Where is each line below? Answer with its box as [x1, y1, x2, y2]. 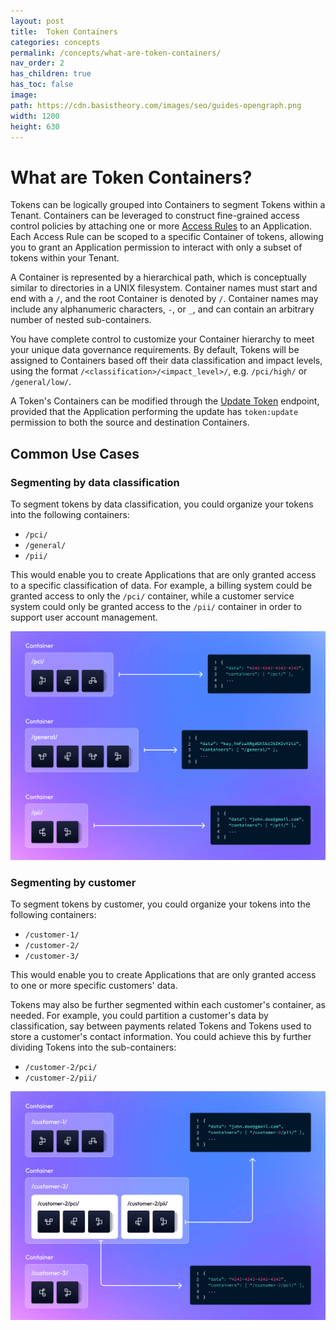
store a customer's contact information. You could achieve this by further [10, 1030, 312, 1042]
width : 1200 [10, 111, 60, 121]
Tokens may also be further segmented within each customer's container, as [10, 998, 326, 1010]
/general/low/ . [10, 376, 72, 388]
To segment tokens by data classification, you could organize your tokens [10, 498, 314, 510]
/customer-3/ [24, 951, 80, 961]
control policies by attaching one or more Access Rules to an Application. [10, 220, 313, 232]
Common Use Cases [10, 445, 140, 462]
